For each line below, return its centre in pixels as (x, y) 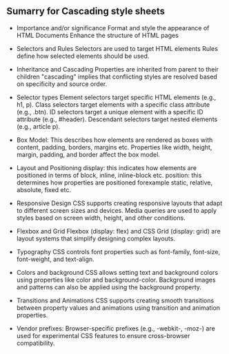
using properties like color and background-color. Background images (116, 280)
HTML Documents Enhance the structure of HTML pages (97, 35)
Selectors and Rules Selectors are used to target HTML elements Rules (117, 48)
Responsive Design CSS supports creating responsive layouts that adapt (119, 203)
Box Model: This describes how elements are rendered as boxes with (114, 140)
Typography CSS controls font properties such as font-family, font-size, (118, 251)
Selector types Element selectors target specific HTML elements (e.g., (116, 97)
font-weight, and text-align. (55, 259)
